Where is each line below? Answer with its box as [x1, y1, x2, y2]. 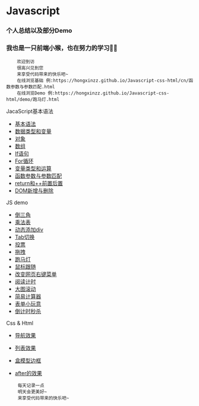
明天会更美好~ [17, 389, 48, 395]
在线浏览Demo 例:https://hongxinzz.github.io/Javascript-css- [17, 90, 169, 96]
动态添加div [14, 226, 43, 233]
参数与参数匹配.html [10, 84, 55, 90]
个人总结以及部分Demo [6, 27, 72, 35]
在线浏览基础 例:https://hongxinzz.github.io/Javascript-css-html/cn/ [17, 78, 189, 84]
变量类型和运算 [14, 165, 52, 172]
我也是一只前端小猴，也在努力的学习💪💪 [6, 44, 118, 52]
